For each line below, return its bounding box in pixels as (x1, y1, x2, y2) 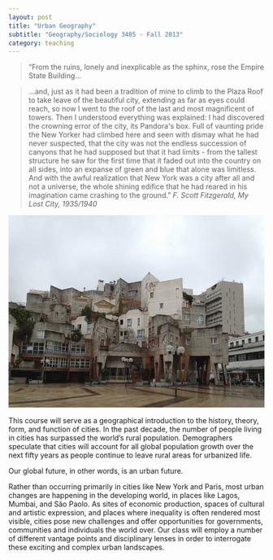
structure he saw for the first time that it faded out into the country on (28, 155, 262, 166)
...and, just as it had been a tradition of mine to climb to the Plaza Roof (28, 86, 264, 97)
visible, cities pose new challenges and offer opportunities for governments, (8, 517, 263, 527)
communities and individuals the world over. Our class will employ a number (8, 525, 263, 535)
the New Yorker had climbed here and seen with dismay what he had (28, 130, 259, 140)
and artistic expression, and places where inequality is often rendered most (8, 508, 261, 518)
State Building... (28, 71, 81, 81)
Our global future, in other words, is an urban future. (8, 466, 184, 476)
